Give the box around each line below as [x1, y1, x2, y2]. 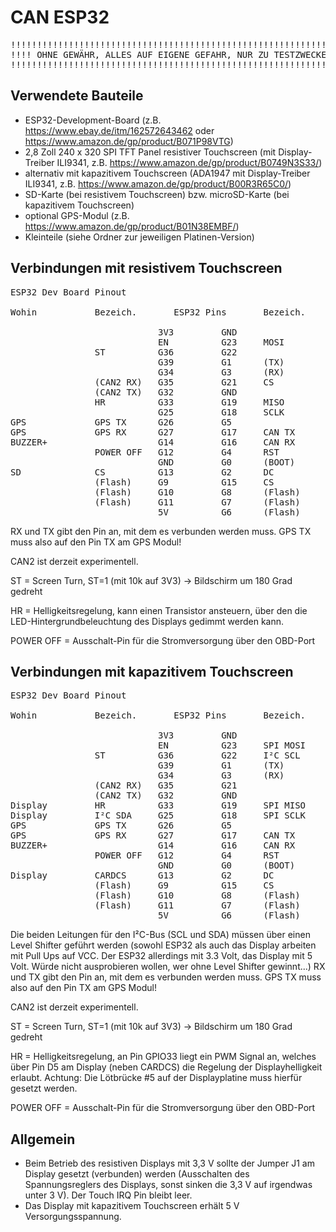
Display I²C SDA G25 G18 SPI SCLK [10, 810, 307, 821]
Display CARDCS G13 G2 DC [10, 870, 275, 881]
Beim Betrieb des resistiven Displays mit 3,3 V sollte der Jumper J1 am [24, 1157, 315, 1170]
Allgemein [10, 1131, 76, 1148]
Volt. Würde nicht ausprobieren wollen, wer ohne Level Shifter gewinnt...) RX [10, 961, 326, 973]
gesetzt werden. [10, 1082, 78, 1095]
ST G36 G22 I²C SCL [94, 750, 301, 761]
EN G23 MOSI [158, 336, 285, 348]
